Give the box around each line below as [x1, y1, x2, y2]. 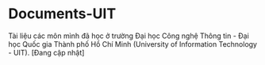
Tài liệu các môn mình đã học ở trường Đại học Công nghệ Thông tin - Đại [8, 31, 250, 40]
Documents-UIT [8, 5, 117, 23]
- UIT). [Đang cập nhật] [8, 48, 85, 57]
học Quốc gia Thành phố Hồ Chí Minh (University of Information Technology [8, 39, 258, 48]
